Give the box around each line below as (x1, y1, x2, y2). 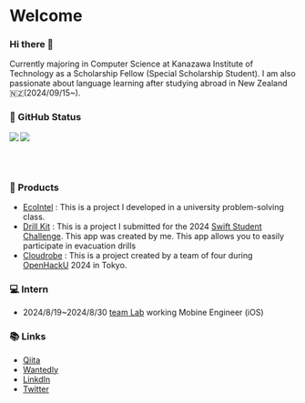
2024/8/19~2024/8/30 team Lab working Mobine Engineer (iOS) (22, 307, 264, 318)
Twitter (22, 383, 50, 394)
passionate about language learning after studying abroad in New (9, 78, 256, 89)
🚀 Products (9, 181, 59, 194)
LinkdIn (22, 374, 51, 385)
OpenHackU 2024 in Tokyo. (22, 260, 127, 271)
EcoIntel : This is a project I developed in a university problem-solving (22, 202, 285, 213)
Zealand (257, 78, 289, 89)
